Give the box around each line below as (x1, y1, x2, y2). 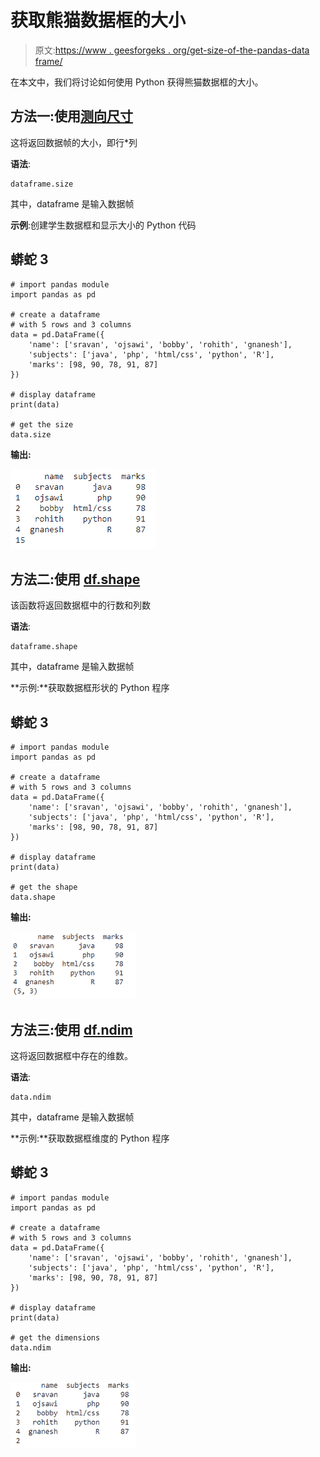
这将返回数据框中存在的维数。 (10, 1050, 133, 1061)
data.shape (10, 892, 56, 903)
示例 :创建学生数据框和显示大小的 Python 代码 (10, 219, 197, 231)
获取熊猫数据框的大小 (10, 9, 187, 32)
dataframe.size (10, 179, 74, 189)
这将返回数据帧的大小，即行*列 (10, 136, 138, 148)
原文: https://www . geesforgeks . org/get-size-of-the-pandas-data (34, 44, 310, 56)
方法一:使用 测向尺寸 (10, 108, 134, 125)
